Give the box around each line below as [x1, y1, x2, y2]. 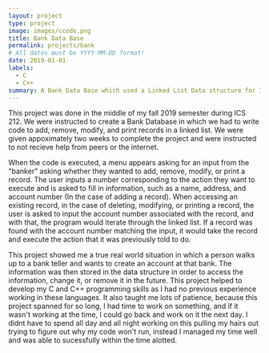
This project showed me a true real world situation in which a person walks [8, 250, 255, 260]
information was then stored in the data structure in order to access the [8, 267, 244, 277]
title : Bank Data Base [8, 34, 84, 43]
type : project [8, 19, 56, 27]
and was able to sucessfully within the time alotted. [8, 335, 178, 345]
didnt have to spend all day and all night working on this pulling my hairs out [8, 319, 259, 328]
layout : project [8, 11, 62, 20]
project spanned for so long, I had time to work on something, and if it [8, 302, 239, 311]
